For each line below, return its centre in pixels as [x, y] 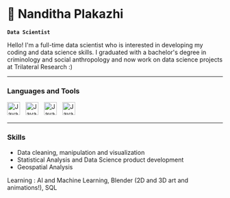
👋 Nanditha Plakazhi [65, 14]
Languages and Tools [43, 90]
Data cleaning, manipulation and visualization [81, 152]
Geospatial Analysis [45, 166]
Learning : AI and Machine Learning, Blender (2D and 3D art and [98, 180]
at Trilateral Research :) [40, 66]
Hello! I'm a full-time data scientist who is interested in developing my [105, 45]
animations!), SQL [32, 187]
